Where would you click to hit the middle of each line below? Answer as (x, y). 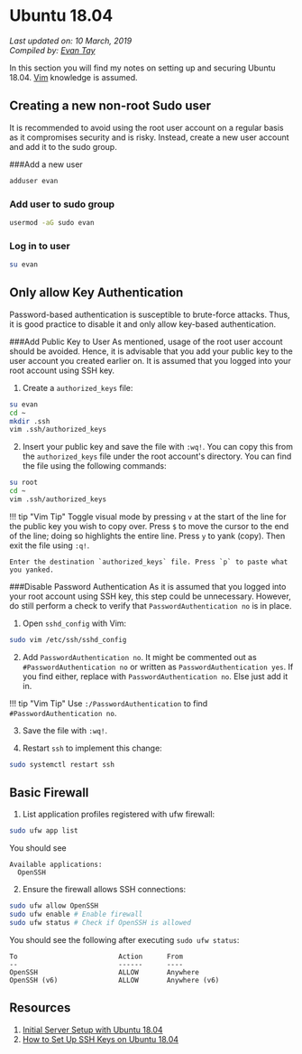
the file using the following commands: (94, 466)
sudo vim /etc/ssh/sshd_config (68, 639)
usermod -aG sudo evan (52, 222)
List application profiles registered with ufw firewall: (119, 815)
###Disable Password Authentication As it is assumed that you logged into (148, 586)
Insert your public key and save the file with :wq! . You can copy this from (157, 447)
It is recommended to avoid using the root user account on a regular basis (146, 127)
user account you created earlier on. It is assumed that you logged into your (150, 360)
